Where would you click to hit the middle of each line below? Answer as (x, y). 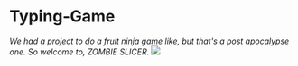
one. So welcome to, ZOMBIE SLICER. (79, 52)
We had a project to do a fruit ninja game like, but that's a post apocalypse (149, 41)
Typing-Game (62, 16)
